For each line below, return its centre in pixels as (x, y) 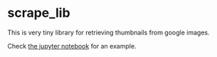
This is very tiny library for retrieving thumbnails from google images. (108, 32)
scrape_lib (39, 13)
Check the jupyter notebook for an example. (72, 46)
